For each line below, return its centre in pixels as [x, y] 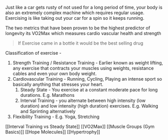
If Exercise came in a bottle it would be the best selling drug [80, 43]
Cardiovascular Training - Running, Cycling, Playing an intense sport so [87, 79]
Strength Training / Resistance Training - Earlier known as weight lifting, [88, 63]
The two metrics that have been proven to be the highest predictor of [78, 28]
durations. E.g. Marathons [47, 95]
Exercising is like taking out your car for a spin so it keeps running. [75, 18]
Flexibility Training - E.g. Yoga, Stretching [56, 117]
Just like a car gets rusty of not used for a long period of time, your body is [84, 7]
